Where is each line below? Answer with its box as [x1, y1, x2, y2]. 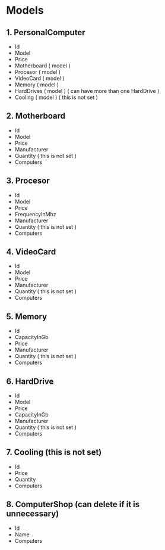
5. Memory [6, 311, 47, 322]
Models [6, 4, 44, 17]
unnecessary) [6, 509, 59, 519]
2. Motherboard [6, 111, 66, 121]
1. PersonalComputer [6, 27, 85, 38]
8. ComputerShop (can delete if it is [6, 499, 140, 509]
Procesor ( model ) [14, 69, 61, 75]
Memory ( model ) [14, 81, 59, 88]
